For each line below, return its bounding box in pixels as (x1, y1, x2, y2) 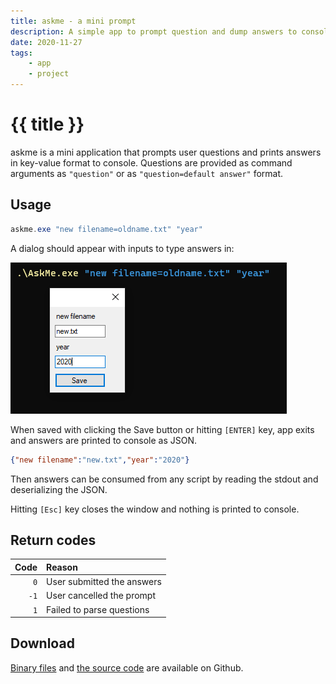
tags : (10, 48, 33, 58)
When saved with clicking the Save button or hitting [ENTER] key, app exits (10, 423, 315, 435)
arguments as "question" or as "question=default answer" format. (10, 167, 284, 179)
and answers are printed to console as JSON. (10, 434, 198, 446)
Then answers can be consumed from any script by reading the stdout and (10, 473, 319, 485)
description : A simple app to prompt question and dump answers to (10, 26, 298, 37)
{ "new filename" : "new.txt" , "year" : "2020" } (10, 455, 190, 465)
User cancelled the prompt (46, 590, 157, 602)
